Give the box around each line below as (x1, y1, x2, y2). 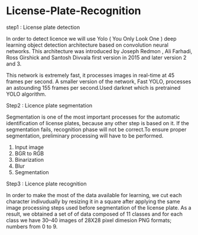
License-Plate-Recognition (6, 4, 141, 18)
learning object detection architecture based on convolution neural (6, 41, 168, 48)
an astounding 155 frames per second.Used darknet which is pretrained (6, 84, 181, 91)
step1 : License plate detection (6, 24, 80, 31)
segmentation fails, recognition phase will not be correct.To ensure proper (6, 126, 187, 133)
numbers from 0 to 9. (6, 223, 58, 230)
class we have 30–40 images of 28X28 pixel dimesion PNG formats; (6, 217, 172, 224)
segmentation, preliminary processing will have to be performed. (6, 132, 164, 139)
